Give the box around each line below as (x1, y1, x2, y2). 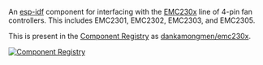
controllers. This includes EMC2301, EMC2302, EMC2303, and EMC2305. (8, 15, 256, 25)
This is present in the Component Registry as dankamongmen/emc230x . (8, 32, 252, 41)
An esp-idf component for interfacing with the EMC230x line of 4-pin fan (8, 7, 253, 16)
